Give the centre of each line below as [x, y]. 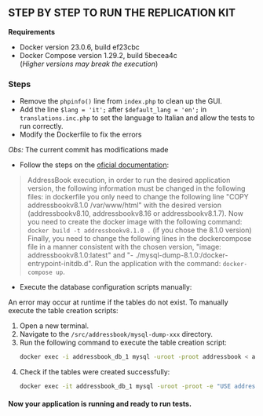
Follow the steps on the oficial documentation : [94, 165]
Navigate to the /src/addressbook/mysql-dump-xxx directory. [116, 334]
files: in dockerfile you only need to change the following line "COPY [138, 197]
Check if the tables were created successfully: [95, 371]
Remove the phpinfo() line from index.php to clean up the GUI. [121, 101]
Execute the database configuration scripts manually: [106, 287]
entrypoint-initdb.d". [60, 264]
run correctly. [41, 126]
